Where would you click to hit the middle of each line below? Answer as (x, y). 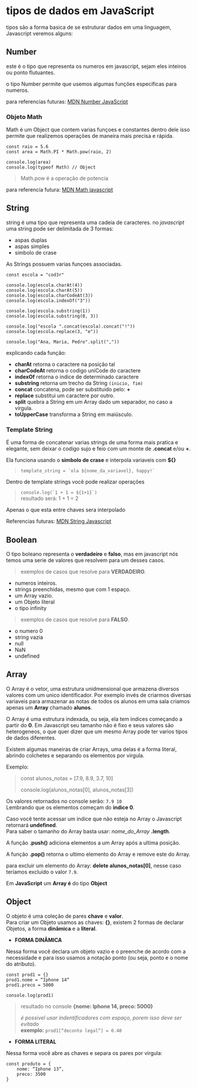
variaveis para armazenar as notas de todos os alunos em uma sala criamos (98, 701)
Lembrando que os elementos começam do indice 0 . (70, 807)
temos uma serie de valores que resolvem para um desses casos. (86, 560)
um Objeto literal (34, 602)
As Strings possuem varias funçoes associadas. (64, 264)
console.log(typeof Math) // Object (51, 167)
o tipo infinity (31, 608)
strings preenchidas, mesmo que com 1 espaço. (73, 589)
